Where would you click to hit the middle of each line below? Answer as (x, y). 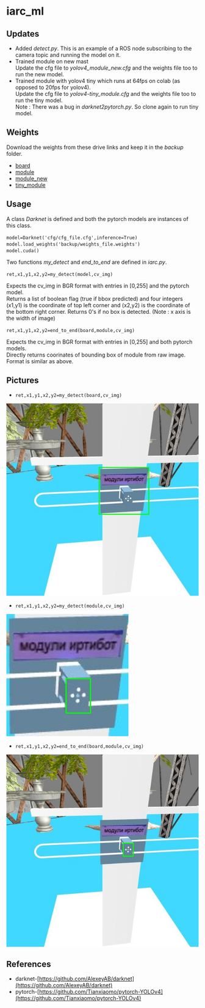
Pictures (23, 381)
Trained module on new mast (52, 61)
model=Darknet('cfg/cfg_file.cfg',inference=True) (72, 237)
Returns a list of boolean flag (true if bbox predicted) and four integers (95, 299)
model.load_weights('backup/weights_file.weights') (73, 244)
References (29, 964)
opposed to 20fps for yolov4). (53, 87)
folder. (14, 153)
